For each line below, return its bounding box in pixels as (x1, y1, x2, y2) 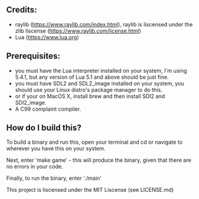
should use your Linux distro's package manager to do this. (14, 86, 163, 93)
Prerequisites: (6, 51, 60, 61)
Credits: (6, 5, 37, 15)
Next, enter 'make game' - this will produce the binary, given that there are (6, 156, 192, 164)
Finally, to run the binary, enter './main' (6, 174, 102, 182)
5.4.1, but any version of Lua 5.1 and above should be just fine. (14, 73, 169, 81)
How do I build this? (6, 123, 81, 133)
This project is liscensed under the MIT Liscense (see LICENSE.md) (6, 186, 174, 194)
